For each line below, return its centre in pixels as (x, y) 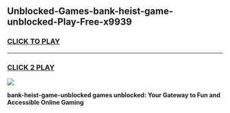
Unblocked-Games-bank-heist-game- (90, 11)
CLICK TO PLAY (34, 42)
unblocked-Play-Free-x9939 (69, 22)
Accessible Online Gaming (46, 102)
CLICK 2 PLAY (31, 67)
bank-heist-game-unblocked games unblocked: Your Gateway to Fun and (114, 95)
